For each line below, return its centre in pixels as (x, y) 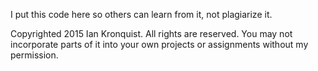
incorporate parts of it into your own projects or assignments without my (159, 44)
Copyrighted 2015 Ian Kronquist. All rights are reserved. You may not (151, 33)
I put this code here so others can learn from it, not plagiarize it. (141, 14)
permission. (34, 55)
